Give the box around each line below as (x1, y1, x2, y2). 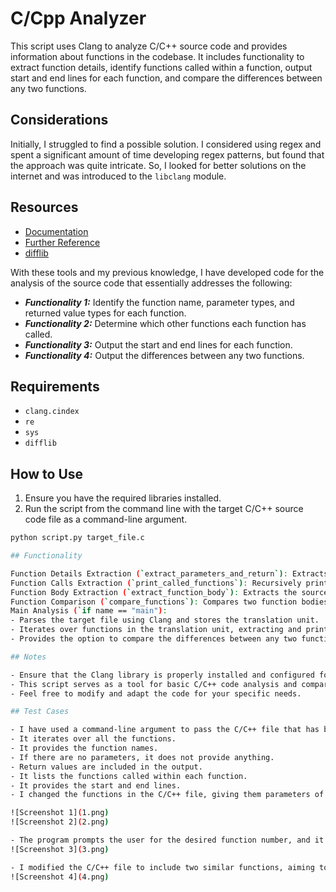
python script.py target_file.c (10, 533, 145, 543)
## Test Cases (10, 707, 70, 717)
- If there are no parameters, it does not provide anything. (10, 752, 275, 762)
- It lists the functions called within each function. (10, 771, 248, 781)
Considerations (10, 112, 109, 129)
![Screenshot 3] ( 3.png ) (10, 844, 110, 854)
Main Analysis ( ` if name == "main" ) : (10, 606, 168, 616)
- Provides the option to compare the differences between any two (10, 634, 298, 644)
